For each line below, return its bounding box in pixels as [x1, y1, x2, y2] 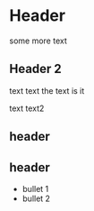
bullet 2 [21, 193, 51, 204]
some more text [9, 35, 67, 46]
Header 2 [9, 61, 63, 77]
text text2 [9, 103, 45, 114]
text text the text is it [9, 85, 85, 96]
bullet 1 [21, 183, 49, 194]
